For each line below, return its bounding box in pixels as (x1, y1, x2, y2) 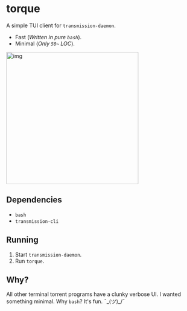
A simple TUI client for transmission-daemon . (6, 22, 116, 29)
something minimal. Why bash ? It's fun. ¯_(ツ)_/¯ (6, 298, 125, 305)
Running (6, 235, 39, 245)
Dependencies (6, 195, 62, 205)
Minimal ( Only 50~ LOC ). (14, 40, 75, 47)
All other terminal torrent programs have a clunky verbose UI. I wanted (6, 290, 182, 298)
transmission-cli (14, 218, 59, 225)
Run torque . (14, 257, 45, 265)
